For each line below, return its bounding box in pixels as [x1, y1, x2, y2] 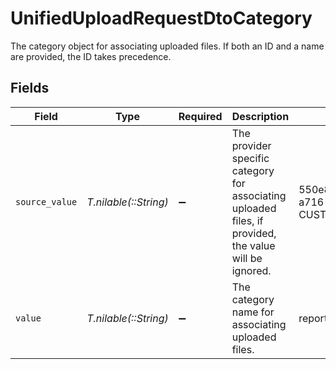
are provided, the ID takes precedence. [10, 50, 172, 62]
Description [231, 109, 290, 123]
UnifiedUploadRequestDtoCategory [10, 7, 313, 30]
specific [231, 151, 270, 165]
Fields [10, 80, 50, 97]
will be [231, 251, 263, 265]
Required [178, 109, 223, 123]
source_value [15, 196, 78, 207]
